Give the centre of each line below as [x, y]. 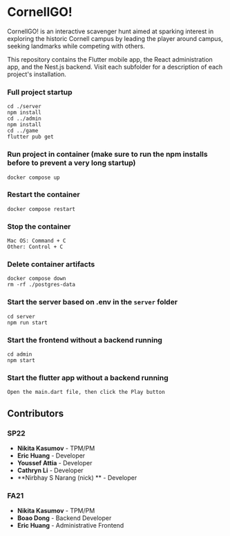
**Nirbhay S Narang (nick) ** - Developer [77, 478]
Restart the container [44, 195]
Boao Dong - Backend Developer [64, 518]
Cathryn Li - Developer [50, 470]
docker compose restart [41, 209]
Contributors [36, 413]
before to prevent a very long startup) [71, 163]
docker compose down [37, 279]
